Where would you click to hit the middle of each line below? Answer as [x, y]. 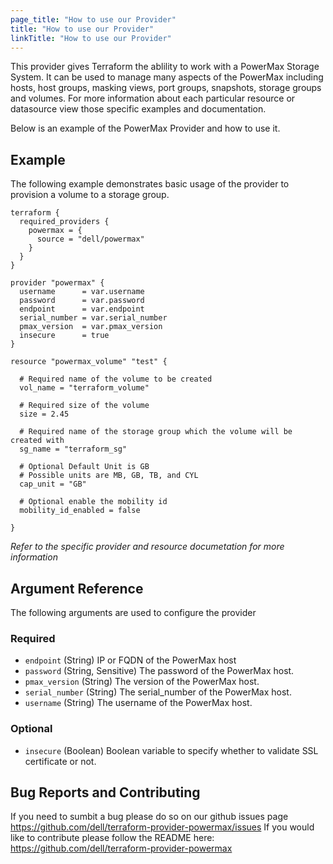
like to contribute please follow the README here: [112, 838]
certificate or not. [60, 761]
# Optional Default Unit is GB [84, 467]
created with [37, 441]
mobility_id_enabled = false [80, 511]
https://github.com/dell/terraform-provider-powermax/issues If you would [162, 827]
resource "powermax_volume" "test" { [89, 362]
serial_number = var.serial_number [93, 318]
